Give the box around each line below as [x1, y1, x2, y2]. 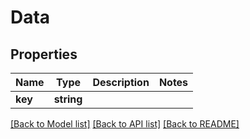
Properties [10, 46, 78, 63]
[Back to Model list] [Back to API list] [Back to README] [10, 118, 240, 130]
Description [92, 76, 150, 89]
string [53, 92, 83, 106]
